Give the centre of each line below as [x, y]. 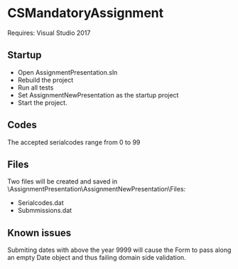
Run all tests [36, 88]
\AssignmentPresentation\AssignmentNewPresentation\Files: [97, 189]
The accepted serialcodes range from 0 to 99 [74, 142]
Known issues [39, 233]
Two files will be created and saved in [63, 181]
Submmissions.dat [45, 211]
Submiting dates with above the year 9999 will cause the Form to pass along [119, 250]
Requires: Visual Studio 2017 [49, 33]
